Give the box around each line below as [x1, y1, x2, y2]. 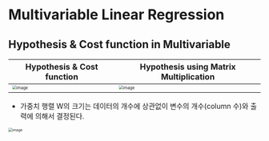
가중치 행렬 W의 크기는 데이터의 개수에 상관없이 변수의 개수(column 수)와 [19, 102, 249, 111]
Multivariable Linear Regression [8, 6, 225, 24]
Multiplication [160, 71, 215, 82]
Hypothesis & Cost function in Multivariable [8, 38, 231, 51]
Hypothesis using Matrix [139, 62, 236, 72]
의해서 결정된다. [34, 111, 85, 121]
